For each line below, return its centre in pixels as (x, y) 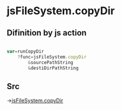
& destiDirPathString (53, 68)
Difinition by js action (47, 33)
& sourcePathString (51, 62)
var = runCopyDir (26, 51)
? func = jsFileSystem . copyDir (52, 57)
